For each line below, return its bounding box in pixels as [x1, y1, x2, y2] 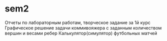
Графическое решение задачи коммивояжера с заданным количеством [5, 24, 162, 30]
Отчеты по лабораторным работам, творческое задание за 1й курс [5, 19, 151, 25]
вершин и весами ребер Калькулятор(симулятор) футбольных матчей [5, 30, 157, 36]
